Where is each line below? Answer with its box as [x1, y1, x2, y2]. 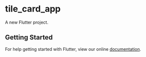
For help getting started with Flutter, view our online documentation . [5, 46, 141, 52]
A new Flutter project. [5, 19, 49, 25]
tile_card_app [5, 3, 61, 14]
